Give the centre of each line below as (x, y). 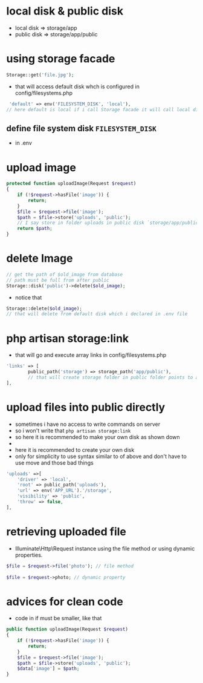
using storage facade (61, 59)
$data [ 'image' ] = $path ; (48, 669)
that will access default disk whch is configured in (77, 87)
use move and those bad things (54, 462)
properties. (29, 555)
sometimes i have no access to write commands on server (88, 424)
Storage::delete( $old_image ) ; (44, 309)
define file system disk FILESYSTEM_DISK (82, 128)
